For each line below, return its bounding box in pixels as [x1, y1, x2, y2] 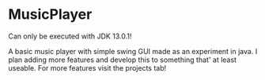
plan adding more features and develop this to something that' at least [8, 55, 237, 64]
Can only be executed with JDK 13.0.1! [8, 31, 132, 41]
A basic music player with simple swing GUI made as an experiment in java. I [8, 46, 258, 56]
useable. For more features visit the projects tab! [8, 63, 167, 72]
